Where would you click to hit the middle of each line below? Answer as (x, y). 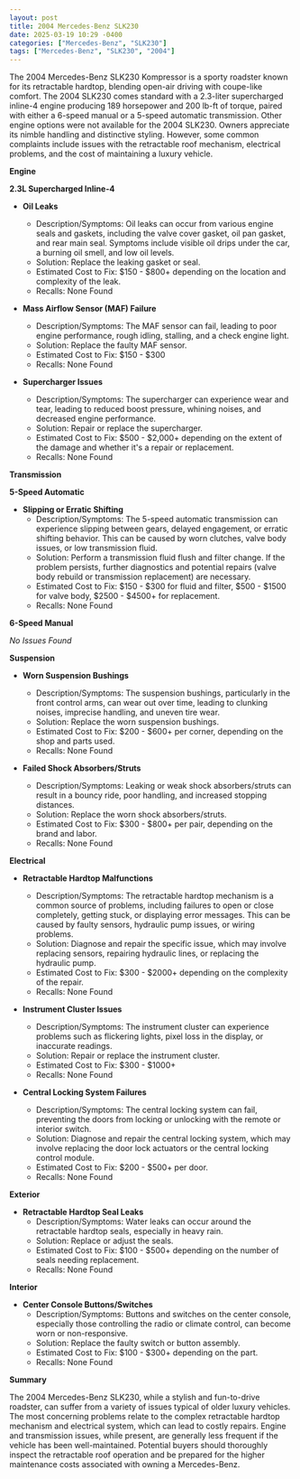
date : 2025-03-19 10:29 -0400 (66, 34)
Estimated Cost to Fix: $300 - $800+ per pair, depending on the (154, 824)
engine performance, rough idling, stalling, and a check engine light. (163, 336)
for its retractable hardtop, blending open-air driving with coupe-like (136, 87)
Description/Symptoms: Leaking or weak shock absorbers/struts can (164, 786)
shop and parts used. (75, 741)
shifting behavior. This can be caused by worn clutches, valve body (161, 538)
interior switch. (64, 1129)
